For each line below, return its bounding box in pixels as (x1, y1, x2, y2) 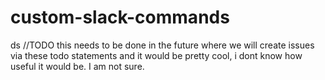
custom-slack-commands (10, 6, 230, 29)
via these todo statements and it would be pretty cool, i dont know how (10, 49, 303, 61)
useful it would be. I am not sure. (10, 60, 145, 72)
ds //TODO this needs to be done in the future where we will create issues (10, 39, 315, 51)
